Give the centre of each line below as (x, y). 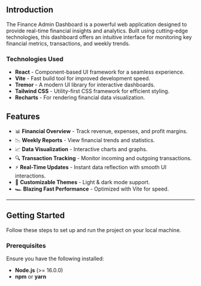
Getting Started (36, 216)
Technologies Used (35, 59)
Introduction (30, 10)
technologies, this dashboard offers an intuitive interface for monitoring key (99, 37)
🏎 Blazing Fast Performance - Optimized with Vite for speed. (92, 189)
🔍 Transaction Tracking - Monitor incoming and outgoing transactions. (103, 158)
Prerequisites (26, 245)
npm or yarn (31, 277)
